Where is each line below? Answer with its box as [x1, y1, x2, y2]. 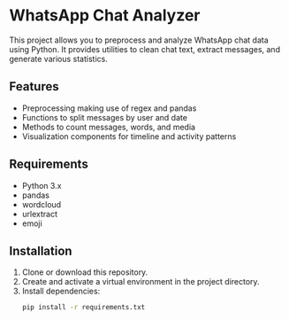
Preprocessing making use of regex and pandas [21, 103, 197, 113]
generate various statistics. [9, 53, 108, 64]
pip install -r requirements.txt [21, 303, 146, 312]
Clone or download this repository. [21, 267, 148, 277]
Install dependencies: [21, 285, 101, 297]
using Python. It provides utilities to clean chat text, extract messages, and [9, 43, 281, 54]
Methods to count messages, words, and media [21, 121, 196, 132]
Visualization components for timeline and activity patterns [21, 130, 237, 142]
